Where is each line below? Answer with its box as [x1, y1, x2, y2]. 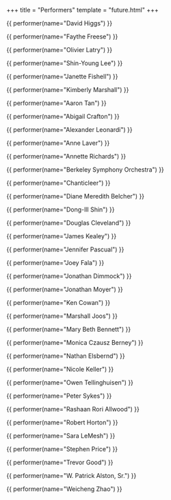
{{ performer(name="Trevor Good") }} [6, 458, 114, 466]
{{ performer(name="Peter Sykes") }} [6, 391, 112, 400]
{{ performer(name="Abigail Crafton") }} [6, 113, 120, 120]
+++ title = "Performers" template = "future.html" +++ [6, 6, 159, 14]
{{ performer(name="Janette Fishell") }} [6, 72, 118, 80]
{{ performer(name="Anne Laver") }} [6, 139, 110, 147]
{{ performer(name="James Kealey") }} [6, 232, 117, 240]
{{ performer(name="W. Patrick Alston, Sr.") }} [6, 472, 137, 479]
